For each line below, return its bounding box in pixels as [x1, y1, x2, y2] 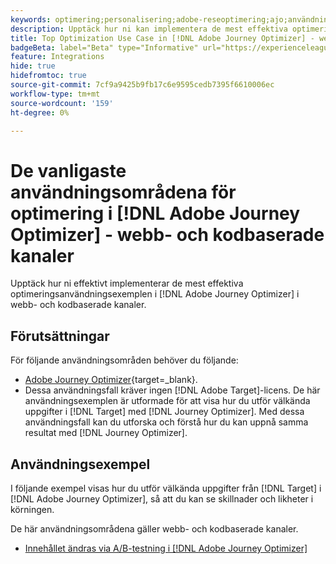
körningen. [10, 503, 55, 515]
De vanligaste [10, 159, 127, 182]
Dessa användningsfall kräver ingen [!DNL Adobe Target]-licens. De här [24, 384, 321, 396]
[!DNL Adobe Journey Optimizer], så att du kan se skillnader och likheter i [10, 492, 314, 505]
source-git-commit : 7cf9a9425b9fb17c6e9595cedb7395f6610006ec [10, 80, 275, 90]
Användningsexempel [10, 456, 151, 473]
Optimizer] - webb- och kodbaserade [10, 223, 325, 246]
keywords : [10, 14, 52, 25]
